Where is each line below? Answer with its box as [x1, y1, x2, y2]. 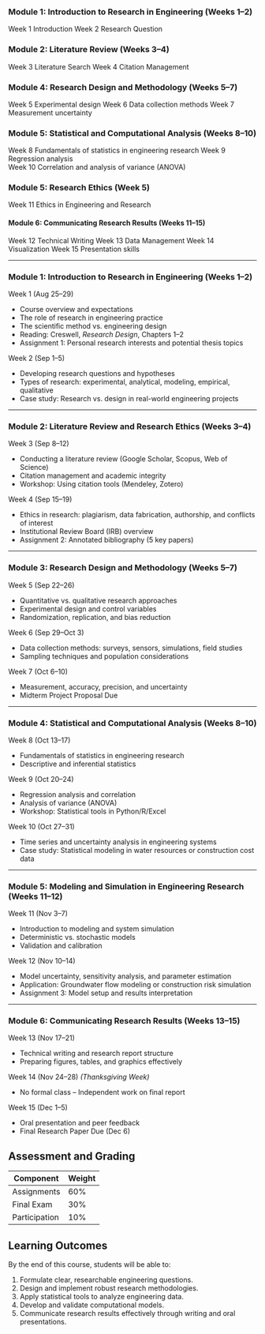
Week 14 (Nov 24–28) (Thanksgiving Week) [8, 1073, 150, 1082]
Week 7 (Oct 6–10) [8, 667, 69, 676]
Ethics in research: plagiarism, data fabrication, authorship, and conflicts [19, 510, 256, 520]
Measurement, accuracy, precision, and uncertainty [19, 682, 188, 691]
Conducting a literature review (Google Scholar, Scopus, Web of [19, 454, 228, 464]
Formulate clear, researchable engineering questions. [19, 1275, 193, 1285]
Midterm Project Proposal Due [19, 690, 118, 700]
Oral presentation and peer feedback [19, 1118, 140, 1128]
